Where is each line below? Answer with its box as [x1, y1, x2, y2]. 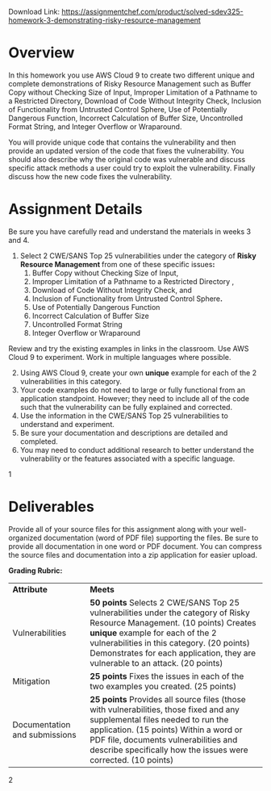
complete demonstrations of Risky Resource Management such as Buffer [8, 78, 252, 88]
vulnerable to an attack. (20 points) [90, 657, 223, 668]
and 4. [8, 235, 30, 245]
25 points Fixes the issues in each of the [90, 670, 244, 681]
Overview [8, 44, 75, 62]
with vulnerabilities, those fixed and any [90, 704, 240, 715]
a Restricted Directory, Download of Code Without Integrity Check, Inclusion [8, 96, 262, 106]
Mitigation [12, 676, 51, 687]
